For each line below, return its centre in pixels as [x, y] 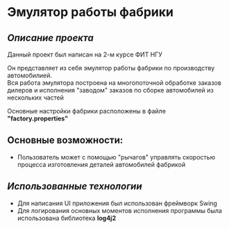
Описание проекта [50, 38]
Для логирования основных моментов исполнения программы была [119, 210]
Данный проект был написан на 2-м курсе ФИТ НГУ [85, 54]
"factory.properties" [38, 118]
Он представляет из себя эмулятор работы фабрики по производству [111, 68]
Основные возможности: [65, 140]
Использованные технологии [75, 186]
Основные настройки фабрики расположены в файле [87, 111]
